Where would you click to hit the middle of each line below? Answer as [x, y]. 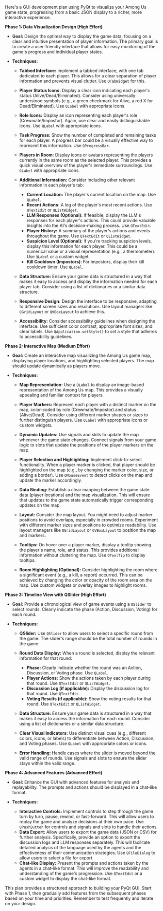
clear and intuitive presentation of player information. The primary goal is [85, 41]
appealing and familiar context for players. [62, 395]
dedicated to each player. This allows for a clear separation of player [88, 76]
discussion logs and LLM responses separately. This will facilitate [85, 842]
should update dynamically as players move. [57, 366]
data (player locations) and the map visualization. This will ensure [85, 495]
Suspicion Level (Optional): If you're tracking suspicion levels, [89, 241]
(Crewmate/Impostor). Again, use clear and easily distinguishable [85, 121]
